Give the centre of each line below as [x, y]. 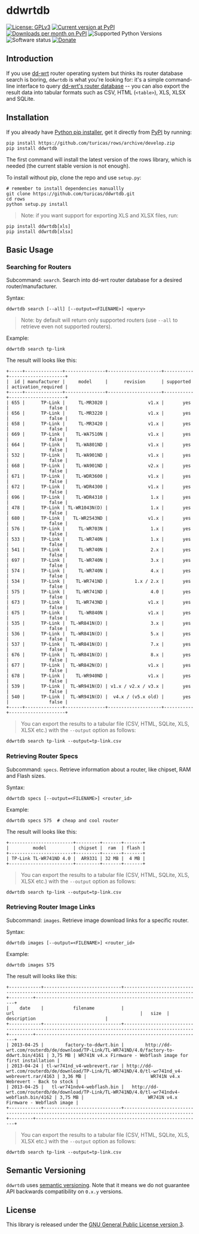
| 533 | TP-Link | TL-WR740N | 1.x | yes [99, 540]
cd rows [16, 199]
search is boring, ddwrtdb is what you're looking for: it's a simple [85, 79]
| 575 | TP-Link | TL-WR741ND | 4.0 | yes [99, 592]
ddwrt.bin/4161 [25, 1055]
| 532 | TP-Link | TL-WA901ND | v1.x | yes [99, 456]
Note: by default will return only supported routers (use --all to [99, 320]
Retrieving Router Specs [42, 756]
